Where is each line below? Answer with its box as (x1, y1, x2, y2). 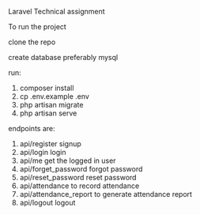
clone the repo (8, 37, 56, 47)
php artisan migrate (19, 100, 84, 109)
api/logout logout (19, 198, 76, 207)
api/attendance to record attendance (19, 181, 140, 190)
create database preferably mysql (8, 53, 119, 62)
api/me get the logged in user (19, 156, 116, 165)
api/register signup (19, 139, 81, 149)
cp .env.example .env (19, 92, 89, 101)
